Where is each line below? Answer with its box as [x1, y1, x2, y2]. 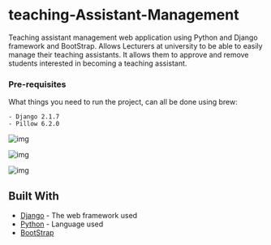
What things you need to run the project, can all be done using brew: [8, 97, 238, 107]
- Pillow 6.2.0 [8, 120, 60, 128]
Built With [8, 189, 59, 203]
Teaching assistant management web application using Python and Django [8, 32, 258, 42]
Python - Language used [19, 219, 104, 229]
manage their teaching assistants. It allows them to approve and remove [8, 49, 249, 59]
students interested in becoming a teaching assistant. [8, 58, 187, 68]
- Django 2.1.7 [8, 113, 60, 121]
